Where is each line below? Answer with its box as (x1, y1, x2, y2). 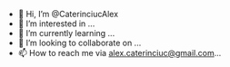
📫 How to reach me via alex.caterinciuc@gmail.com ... (17, 48, 222, 58)
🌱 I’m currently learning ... (17, 28, 115, 38)
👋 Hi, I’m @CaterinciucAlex (17, 9, 119, 19)
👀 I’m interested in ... (17, 18, 95, 29)
